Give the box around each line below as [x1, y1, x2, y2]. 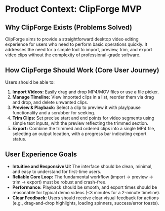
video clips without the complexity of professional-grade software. [5, 52, 141, 58]
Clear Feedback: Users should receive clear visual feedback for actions [12, 195, 159, 201]
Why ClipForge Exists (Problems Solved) [5, 23, 132, 32]
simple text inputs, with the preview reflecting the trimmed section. [12, 120, 149, 126]
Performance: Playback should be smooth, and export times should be [12, 184, 157, 190]
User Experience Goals [5, 150, 78, 159]
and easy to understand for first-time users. [12, 169, 102, 175]
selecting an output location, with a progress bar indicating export [12, 131, 147, 137]
